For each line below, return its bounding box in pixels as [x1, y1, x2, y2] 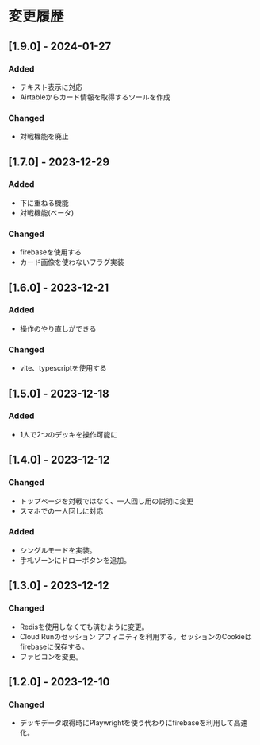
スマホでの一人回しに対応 [19, 506, 104, 515]
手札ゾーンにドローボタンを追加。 [19, 555, 132, 565]
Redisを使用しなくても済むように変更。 [19, 622, 149, 631]
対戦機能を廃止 [19, 132, 69, 142]
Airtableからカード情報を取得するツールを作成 [19, 92, 170, 102]
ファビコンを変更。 [19, 651, 83, 661]
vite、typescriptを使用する [19, 363, 107, 373]
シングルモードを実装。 [19, 545, 97, 555]
